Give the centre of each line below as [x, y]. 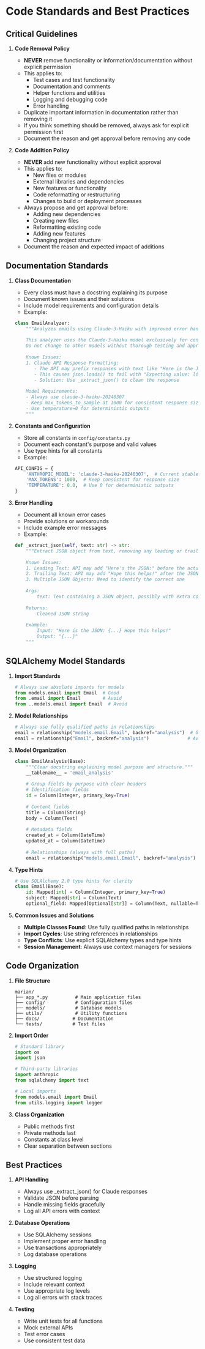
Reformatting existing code [67, 227]
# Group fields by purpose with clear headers [86, 784]
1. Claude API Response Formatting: [73, 363]
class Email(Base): [39, 886]
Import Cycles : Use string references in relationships [91, 934]
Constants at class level [54, 1139]
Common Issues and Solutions [54, 915]
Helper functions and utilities [69, 93]
